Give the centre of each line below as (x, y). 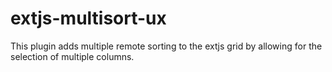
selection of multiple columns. (72, 56)
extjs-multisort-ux (88, 18)
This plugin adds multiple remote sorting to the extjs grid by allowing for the (166, 46)
